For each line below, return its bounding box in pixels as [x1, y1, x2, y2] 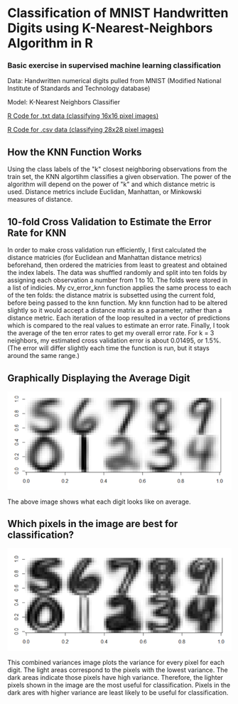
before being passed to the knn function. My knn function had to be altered [7, 298, 228, 307]
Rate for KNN [7, 227, 67, 239]
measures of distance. [7, 195, 73, 204]
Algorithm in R [7, 36, 94, 51]
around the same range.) [7, 352, 80, 360]
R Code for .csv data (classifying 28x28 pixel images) [7, 126, 164, 134]
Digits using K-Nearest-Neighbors [7, 20, 213, 36]
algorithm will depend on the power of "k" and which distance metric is [7, 180, 215, 189]
